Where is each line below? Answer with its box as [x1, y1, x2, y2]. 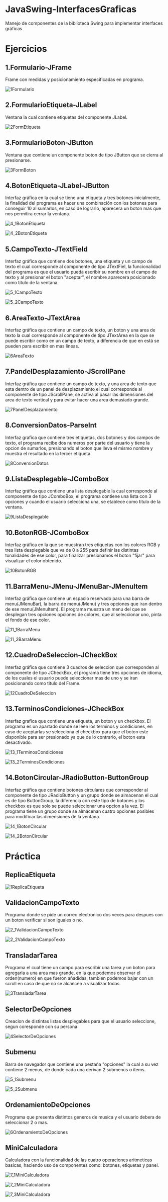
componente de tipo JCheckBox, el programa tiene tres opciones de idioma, [5, 669, 163, 675]
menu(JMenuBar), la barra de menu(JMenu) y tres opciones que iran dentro [5, 601, 162, 607]
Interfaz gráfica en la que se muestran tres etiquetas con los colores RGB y [5, 542, 160, 548]
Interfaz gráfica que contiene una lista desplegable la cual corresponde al [5, 488, 157, 494]
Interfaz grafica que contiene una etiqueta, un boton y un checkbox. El [5, 718, 151, 724]
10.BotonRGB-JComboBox [5, 528, 89, 537]
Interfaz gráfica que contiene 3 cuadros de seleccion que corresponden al [5, 664, 159, 670]
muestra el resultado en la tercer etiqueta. [5, 450, 92, 456]
